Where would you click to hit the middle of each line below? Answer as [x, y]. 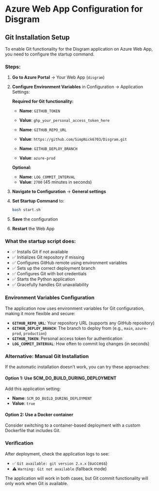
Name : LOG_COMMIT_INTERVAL [47, 177]
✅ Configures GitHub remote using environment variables [70, 263]
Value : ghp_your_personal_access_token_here [64, 120]
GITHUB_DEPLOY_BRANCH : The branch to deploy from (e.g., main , [73, 328]
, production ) [34, 333]
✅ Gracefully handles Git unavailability [50, 285]
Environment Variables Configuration [50, 298]
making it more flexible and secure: [40, 313]
